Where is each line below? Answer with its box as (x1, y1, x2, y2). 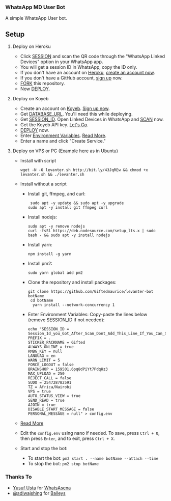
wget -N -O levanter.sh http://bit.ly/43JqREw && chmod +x (20, 168, 149, 173)
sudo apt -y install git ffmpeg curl (27, 205, 108, 210)
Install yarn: (27, 242, 52, 248)
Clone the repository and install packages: (27, 279, 117, 286)
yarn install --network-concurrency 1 (32, 302, 115, 308)
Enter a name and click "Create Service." (20, 138, 106, 144)
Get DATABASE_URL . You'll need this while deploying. (20, 111, 133, 117)
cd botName (30, 298, 53, 303)
